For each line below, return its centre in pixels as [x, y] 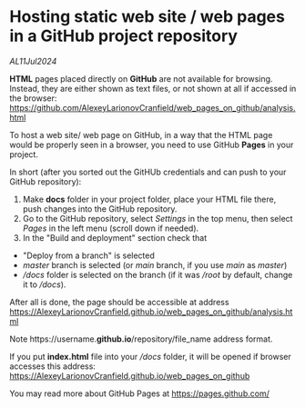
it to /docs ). [44, 284]
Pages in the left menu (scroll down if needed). [111, 228]
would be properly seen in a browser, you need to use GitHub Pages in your [152, 144]
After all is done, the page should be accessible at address [119, 302]
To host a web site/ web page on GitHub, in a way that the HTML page [141, 134]
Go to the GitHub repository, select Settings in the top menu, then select [158, 218]
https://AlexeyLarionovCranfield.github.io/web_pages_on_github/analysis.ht [151, 312]
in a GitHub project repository [124, 36]
